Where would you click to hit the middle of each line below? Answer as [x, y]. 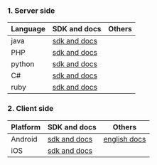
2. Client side [31, 109]
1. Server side [31, 11]
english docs [125, 139]
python [23, 64]
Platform [26, 127]
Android [24, 139]
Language [28, 29]
